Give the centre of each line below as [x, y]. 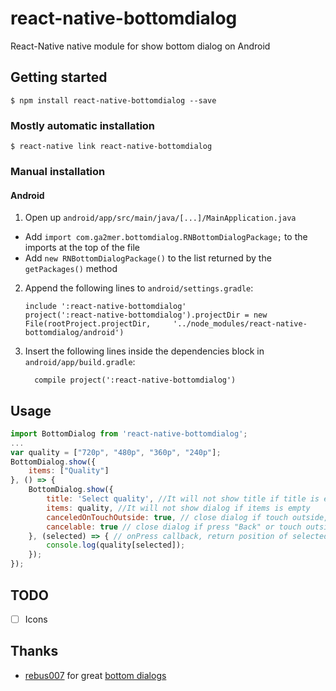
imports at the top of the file [82, 248]
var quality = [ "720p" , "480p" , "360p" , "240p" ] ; [116, 452]
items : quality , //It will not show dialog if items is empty [178, 508]
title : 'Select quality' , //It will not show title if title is [183, 499]
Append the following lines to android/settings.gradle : [139, 288]
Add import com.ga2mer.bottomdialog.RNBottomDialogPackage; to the [166, 237]
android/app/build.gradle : [80, 362]
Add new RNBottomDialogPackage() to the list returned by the [148, 258]
